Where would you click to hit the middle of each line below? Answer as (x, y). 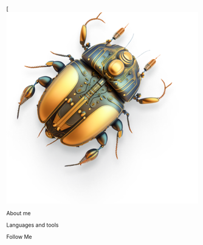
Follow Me (19, 237)
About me (19, 213)
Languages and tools (33, 225)
